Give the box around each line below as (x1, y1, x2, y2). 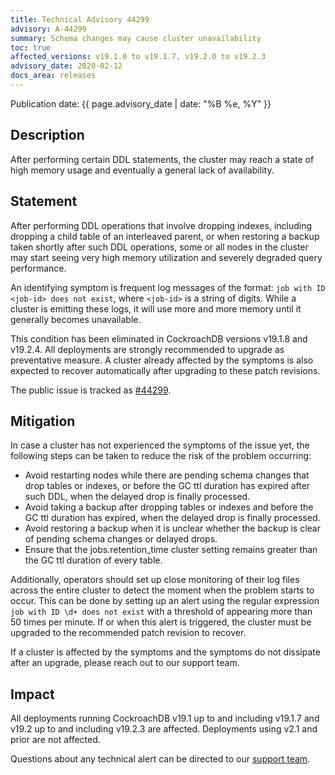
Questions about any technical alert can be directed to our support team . (10, 753, 311, 765)
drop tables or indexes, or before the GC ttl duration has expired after (24, 480, 311, 492)
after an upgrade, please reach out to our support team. (10, 657, 240, 669)
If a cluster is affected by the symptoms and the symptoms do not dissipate (10, 646, 321, 658)
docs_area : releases (10, 71, 97, 81)
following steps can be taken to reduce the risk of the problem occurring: (10, 450, 312, 462)
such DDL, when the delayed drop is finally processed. (24, 491, 251, 503)
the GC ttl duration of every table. (24, 554, 163, 566)
